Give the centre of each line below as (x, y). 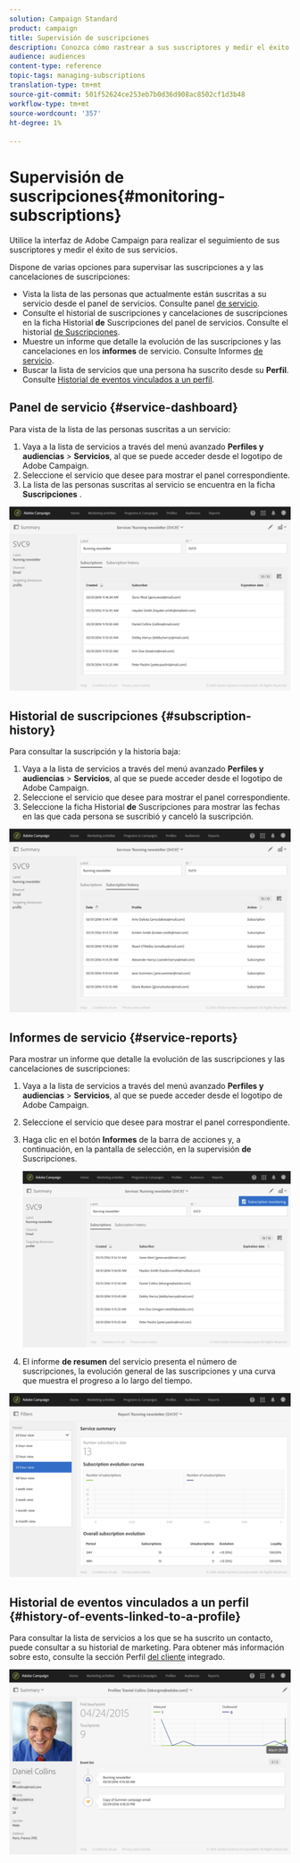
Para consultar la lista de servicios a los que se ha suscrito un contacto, (141, 1638)
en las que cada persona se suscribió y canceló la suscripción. (138, 816)
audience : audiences (48, 57)
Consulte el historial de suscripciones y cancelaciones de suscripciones (155, 313)
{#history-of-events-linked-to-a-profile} (125, 1616)
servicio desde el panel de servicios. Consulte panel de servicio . (141, 303)
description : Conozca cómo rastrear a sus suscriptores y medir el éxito (150, 47)
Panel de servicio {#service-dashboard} (124, 408)
